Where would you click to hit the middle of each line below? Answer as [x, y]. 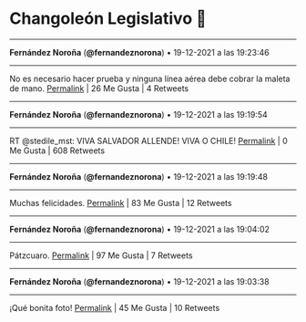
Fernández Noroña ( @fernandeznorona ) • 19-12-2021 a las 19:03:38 [140, 281]
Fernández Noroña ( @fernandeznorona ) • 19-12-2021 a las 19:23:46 [140, 52]
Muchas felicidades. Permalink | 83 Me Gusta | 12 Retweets [121, 203]
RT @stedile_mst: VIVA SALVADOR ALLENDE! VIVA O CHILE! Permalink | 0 [149, 140]
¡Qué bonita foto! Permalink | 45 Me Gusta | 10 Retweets [115, 307]
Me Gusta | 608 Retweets [57, 151]
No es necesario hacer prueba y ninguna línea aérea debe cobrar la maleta [150, 78]
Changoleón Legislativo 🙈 [108, 19]
